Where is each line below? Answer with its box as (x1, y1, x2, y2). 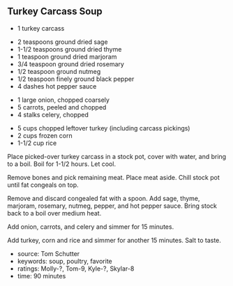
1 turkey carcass (17, 24, 65, 32)
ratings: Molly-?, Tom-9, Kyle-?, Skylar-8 (17, 264, 135, 273)
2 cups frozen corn (17, 131, 73, 140)
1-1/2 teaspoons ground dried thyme (17, 45, 122, 53)
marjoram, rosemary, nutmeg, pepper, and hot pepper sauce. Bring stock (7, 202, 218, 210)
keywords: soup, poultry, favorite (17, 257, 113, 265)
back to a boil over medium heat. (7, 209, 102, 217)
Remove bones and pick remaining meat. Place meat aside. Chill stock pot (7, 173, 220, 181)
